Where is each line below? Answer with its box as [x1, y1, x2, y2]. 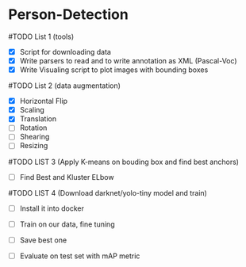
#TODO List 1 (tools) [8, 32, 75, 41]
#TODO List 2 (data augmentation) [8, 81, 121, 90]
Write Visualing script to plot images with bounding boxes [19, 65, 209, 74]
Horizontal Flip [19, 97, 68, 106]
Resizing [19, 141, 48, 151]
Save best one [19, 235, 67, 245]
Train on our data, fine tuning [19, 219, 115, 229]
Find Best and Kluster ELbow [19, 172, 114, 181]
